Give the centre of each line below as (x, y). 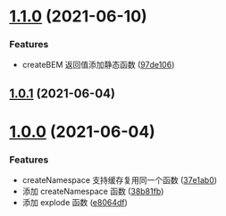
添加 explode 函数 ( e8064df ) (75, 203)
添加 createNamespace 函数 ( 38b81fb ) (93, 191)
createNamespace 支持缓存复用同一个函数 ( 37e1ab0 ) (119, 180)
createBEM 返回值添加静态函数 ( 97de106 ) (98, 65)
